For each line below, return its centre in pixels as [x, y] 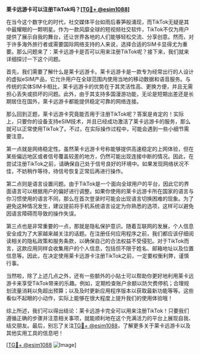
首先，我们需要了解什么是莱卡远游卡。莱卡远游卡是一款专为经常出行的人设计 [100, 72]
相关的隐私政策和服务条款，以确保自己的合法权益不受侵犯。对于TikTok [98, 241]
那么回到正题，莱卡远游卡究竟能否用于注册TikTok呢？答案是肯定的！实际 [95, 114]
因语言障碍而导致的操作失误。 [43, 214]
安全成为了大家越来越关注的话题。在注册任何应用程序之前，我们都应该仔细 [97, 233]
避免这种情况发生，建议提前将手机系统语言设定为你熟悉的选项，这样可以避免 [100, 206]
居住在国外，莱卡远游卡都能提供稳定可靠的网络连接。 [76, 101]
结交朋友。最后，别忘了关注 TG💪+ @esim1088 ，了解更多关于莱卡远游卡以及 [99, 325]
